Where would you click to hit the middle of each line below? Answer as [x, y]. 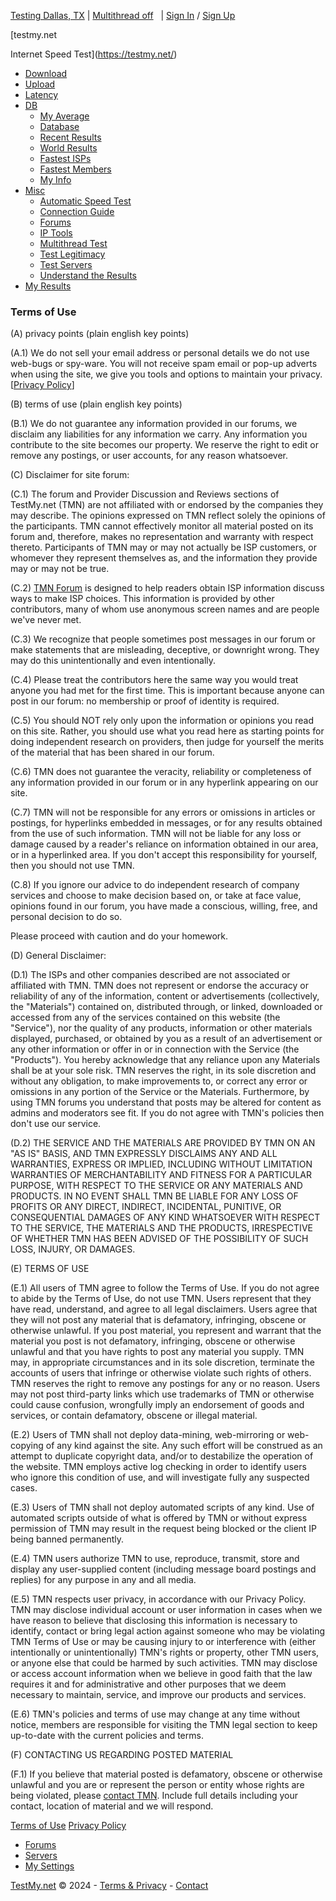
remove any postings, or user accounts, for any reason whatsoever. [149, 456]
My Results [48, 286]
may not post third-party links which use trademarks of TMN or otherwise [162, 1394]
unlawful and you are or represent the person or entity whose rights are [157, 1785]
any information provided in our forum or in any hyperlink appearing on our [164, 782]
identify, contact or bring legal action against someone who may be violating [168, 1631]
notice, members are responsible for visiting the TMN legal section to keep [164, 1725]
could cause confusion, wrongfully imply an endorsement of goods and [157, 1405]
